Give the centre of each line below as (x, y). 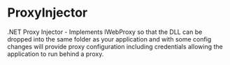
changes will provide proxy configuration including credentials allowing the (115, 46)
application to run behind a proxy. (56, 54)
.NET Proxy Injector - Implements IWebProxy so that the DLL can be (105, 32)
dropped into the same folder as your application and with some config (109, 39)
